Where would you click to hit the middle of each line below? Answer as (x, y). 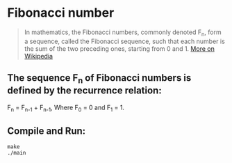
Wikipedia (39, 56)
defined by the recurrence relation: (84, 91)
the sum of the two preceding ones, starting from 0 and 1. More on (119, 48)
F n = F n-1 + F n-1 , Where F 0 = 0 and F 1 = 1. (66, 108)
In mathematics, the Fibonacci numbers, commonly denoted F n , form (123, 33)
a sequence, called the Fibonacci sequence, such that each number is (125, 41)
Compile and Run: (47, 131)
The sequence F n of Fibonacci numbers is (99, 79)
